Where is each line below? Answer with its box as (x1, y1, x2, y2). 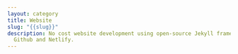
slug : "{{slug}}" (7, 23, 59, 30)
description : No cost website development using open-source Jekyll (7, 29, 214, 37)
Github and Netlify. (13, 36, 74, 43)
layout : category (7, 10, 59, 18)
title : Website (7, 17, 52, 24)
